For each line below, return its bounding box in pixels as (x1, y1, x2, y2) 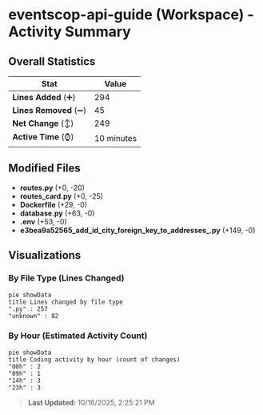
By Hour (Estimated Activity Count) (8, 330, 148, 341)
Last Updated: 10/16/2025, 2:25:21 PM (27, 397, 155, 407)
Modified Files (8, 162, 82, 175)
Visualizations (8, 248, 82, 262)
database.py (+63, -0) (19, 208, 95, 218)
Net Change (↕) (12, 118, 74, 129)
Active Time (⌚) (12, 131, 74, 142)
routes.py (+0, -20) (19, 183, 86, 192)
